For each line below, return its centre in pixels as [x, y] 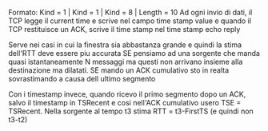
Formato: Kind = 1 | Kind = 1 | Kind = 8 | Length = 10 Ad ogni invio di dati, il [130, 12]
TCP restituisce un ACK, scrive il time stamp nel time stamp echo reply [124, 29]
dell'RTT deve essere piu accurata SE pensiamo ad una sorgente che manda [134, 53]
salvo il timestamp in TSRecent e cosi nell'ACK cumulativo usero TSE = [125, 103]
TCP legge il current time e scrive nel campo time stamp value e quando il [130, 21]
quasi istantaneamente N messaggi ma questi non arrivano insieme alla [126, 62]
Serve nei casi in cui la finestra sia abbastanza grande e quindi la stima [125, 45]
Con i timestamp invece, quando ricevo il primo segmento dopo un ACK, [127, 94]
